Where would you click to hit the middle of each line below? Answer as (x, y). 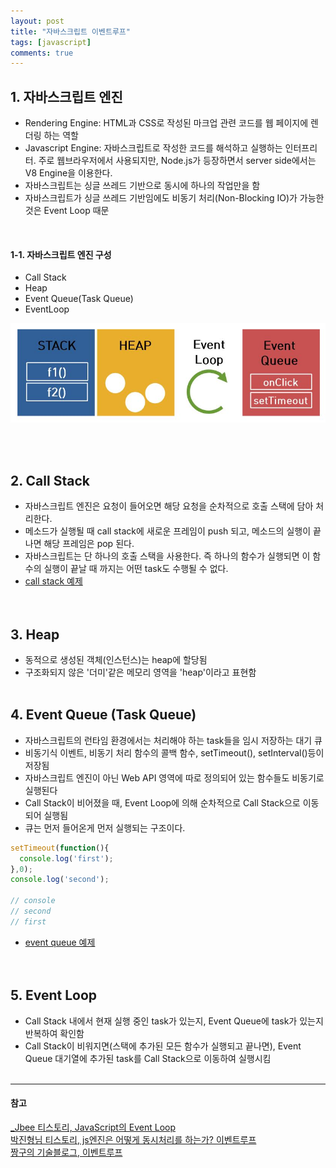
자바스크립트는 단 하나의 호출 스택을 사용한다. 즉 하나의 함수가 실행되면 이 (167, 556)
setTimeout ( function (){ (60, 848)
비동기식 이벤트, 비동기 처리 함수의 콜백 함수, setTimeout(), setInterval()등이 (174, 752)
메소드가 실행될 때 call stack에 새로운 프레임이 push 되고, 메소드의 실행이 (168, 531)
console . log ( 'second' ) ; (60, 880)
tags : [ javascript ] (51, 42)
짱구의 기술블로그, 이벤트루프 (66, 1152)
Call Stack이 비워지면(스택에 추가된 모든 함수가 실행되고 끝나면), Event (163, 1046)
